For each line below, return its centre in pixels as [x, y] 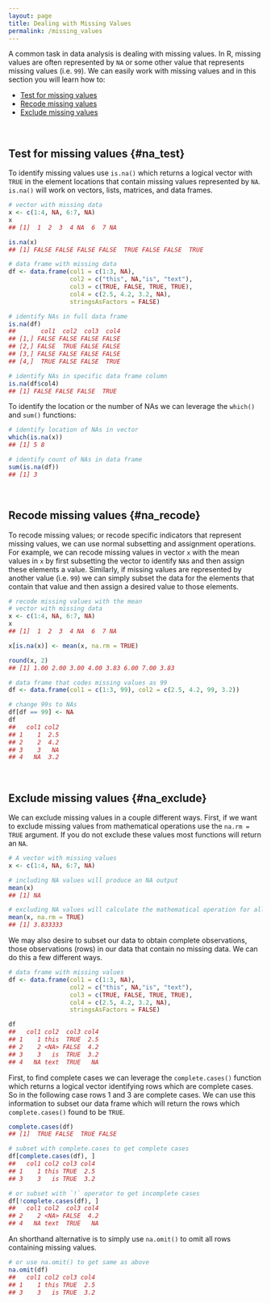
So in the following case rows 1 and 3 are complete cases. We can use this [132, 1094]
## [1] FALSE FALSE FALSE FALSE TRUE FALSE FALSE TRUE [106, 250]
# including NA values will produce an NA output [94, 880]
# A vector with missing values [63, 858]
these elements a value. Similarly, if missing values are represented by [125, 569]
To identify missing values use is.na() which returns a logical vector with [130, 173]
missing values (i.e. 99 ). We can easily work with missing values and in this [132, 71]
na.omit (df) [28, 1270]
